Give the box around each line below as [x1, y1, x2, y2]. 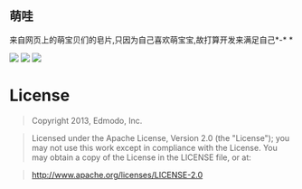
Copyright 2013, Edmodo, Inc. [31, 115, 143, 126]
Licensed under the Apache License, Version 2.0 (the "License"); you [31, 132, 290, 143]
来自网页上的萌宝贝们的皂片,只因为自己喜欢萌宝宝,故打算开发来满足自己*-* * [9, 34, 294, 45]
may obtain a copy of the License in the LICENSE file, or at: [31, 152, 251, 163]
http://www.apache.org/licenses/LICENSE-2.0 [31, 169, 203, 180]
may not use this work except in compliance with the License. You [31, 142, 278, 153]
